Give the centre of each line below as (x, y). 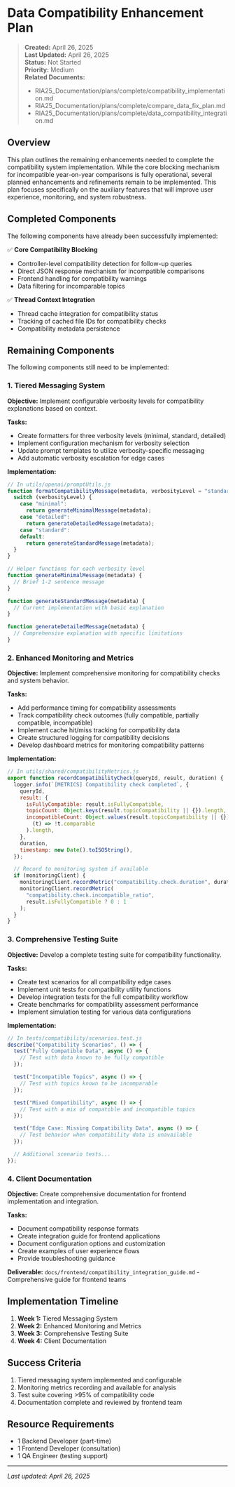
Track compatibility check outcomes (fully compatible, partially (108, 715)
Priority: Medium (49, 70)
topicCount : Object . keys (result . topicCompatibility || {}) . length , (126, 811)
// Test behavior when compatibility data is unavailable (106, 1135)
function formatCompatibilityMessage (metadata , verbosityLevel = (104, 491)
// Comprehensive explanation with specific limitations (98, 633)
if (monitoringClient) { (50, 875)
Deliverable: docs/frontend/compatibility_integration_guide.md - (104, 1271)
